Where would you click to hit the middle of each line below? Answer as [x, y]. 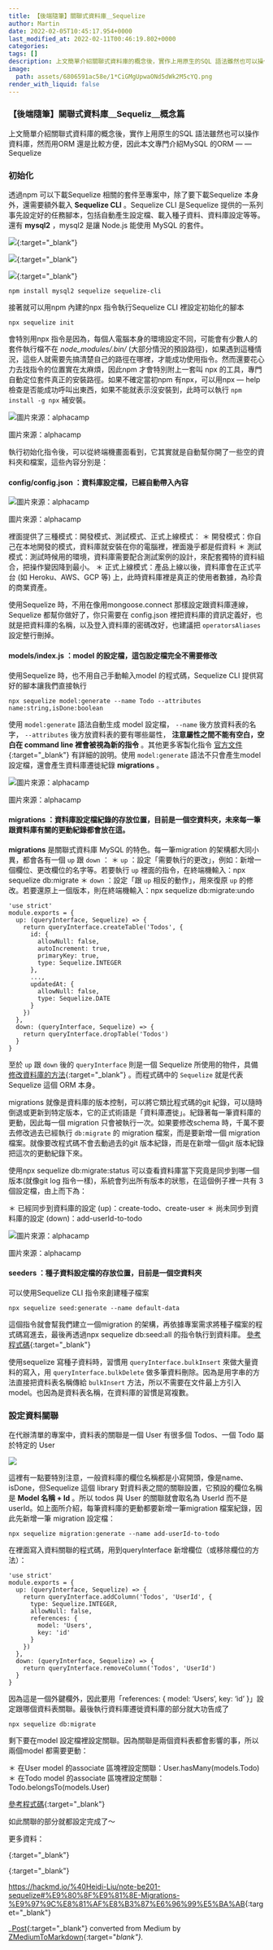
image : [19, 69]
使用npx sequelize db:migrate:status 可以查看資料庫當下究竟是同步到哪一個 [134, 1170]
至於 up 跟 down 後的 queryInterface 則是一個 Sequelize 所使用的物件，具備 [133, 1064]
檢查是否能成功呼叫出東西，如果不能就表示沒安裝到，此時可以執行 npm [125, 390]
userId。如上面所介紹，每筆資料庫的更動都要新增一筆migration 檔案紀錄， [132, 1508]
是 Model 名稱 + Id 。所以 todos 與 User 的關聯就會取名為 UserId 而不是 [128, 1498]
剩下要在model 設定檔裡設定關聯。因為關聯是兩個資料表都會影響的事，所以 [134, 1741]
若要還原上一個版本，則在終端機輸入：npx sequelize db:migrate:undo [138, 890]
